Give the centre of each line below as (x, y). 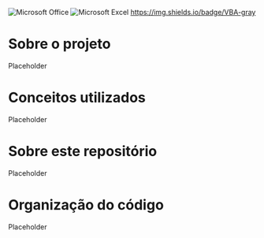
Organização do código (86, 205)
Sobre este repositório (83, 152)
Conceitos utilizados (77, 98)
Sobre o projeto (59, 44)
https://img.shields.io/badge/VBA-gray (193, 12)
